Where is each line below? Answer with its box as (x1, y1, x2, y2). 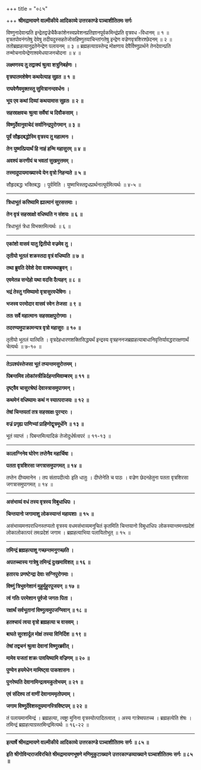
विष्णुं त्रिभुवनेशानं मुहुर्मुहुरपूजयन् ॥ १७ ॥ (6, 582, 80, 590)
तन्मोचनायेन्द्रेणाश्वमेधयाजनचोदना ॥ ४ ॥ (6, 49, 81, 56)
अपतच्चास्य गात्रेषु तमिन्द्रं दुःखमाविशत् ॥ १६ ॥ (6, 558, 91, 566)
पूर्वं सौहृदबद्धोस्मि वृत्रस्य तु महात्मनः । (6, 133, 74, 140)
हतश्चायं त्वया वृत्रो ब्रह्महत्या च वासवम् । (6, 618, 79, 626)
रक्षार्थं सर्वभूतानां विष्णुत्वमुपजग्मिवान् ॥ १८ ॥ (6, 606, 87, 614)
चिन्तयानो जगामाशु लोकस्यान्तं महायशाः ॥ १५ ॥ (6, 511, 94, 517)
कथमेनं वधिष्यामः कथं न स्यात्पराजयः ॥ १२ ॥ (6, 397, 89, 403)
